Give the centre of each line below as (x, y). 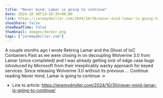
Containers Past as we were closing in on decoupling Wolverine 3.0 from (78, 55)
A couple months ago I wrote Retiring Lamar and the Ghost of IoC (70, 50)
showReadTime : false (26, 28)
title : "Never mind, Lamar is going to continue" (56, 9)
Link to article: (26, 85)
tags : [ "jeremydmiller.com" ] (34, 37)
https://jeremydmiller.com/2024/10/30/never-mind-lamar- (99, 85)
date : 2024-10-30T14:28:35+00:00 (39, 14)
